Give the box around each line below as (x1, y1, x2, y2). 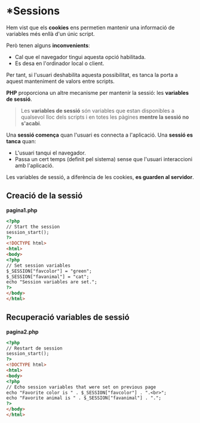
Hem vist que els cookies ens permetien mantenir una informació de (6, 24, 175, 31)
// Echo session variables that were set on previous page (6, 384, 156, 390)
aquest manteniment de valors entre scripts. (6, 78, 115, 85)
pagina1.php (6, 206, 38, 214)
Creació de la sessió (6, 191, 83, 201)
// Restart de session (6, 345, 63, 351)
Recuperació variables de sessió (6, 312, 130, 323)
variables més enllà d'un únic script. (6, 30, 96, 37)
